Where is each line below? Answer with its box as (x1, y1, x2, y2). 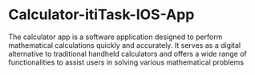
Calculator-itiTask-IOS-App (8, 6, 195, 24)
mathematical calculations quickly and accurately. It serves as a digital (8, 40, 241, 49)
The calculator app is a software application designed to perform (8, 32, 223, 41)
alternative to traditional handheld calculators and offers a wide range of (8, 49, 247, 58)
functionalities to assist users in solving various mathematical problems (8, 57, 245, 67)
